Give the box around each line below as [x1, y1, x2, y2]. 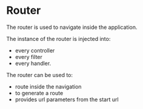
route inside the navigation [15, 83, 82, 90]
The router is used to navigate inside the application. [6, 23, 138, 31]
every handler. [15, 60, 52, 67]
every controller [15, 46, 55, 54]
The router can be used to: [6, 71, 73, 78]
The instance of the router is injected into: [6, 35, 111, 42]
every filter [15, 53, 42, 60]
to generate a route [15, 89, 64, 96]
